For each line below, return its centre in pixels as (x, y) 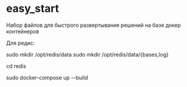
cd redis (16, 66)
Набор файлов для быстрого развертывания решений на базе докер (93, 25)
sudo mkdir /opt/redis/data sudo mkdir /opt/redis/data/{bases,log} (87, 54)
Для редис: (21, 43)
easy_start (33, 9)
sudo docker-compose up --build (47, 77)
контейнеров (23, 31)
